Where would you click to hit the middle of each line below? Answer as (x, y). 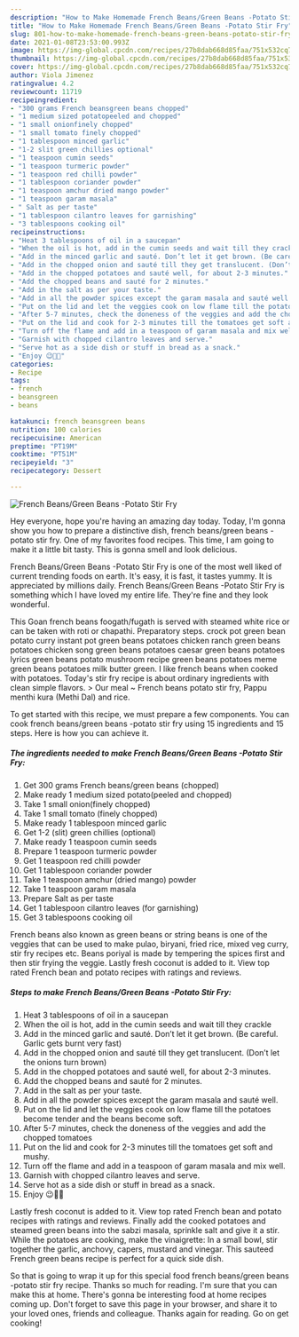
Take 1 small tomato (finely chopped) (90, 813)
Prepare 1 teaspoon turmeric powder (90, 851)
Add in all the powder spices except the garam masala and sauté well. (150, 1100)
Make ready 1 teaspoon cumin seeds (90, 842)
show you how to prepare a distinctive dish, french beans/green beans (139, 530)
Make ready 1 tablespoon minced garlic (94, 823)
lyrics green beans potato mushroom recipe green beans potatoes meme (144, 659)
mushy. (36, 1156)
